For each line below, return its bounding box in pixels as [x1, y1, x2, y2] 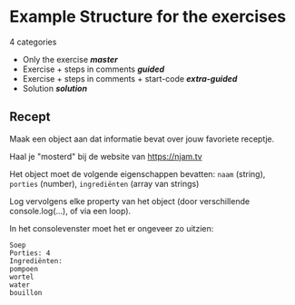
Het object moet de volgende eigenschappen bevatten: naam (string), [9, 168, 266, 179]
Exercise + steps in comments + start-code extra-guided [22, 73, 238, 84]
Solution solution [22, 83, 88, 93]
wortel [9, 272, 34, 281]
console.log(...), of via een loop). [9, 205, 132, 216]
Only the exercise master [22, 54, 118, 64]
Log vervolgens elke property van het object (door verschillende [9, 195, 251, 206]
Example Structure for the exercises [9, 6, 287, 27]
